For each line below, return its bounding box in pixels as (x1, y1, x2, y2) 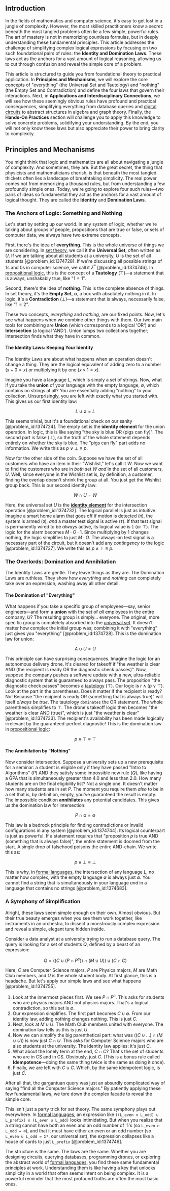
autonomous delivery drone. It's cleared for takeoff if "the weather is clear (5, 661, 160, 667)
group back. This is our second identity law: (5, 482, 97, 488)
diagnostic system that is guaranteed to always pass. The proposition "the (5, 677, 161, 683)
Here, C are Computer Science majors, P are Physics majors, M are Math (5, 967, 157, 973)
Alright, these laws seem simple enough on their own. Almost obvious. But (5, 909, 161, 916)
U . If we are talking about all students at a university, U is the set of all (5, 252, 151, 259)
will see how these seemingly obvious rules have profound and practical (5, 98, 156, 104)
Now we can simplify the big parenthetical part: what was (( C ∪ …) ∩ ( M (12, 1032, 163, 1038)
